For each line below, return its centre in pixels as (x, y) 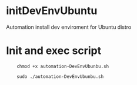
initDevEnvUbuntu (52, 11)
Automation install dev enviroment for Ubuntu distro (69, 27)
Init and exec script (54, 51)
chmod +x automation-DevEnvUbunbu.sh (63, 66)
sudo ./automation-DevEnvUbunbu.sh (60, 76)
